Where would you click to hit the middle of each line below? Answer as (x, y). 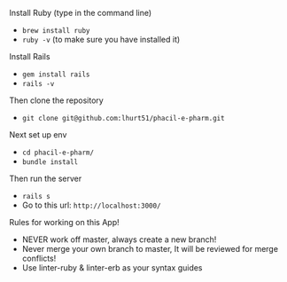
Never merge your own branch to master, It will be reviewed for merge (150, 249)
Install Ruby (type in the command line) (81, 13)
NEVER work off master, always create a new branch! (119, 239)
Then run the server (46, 178)
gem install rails (56, 74)
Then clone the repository (56, 100)
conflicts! (39, 258)
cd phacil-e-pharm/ (58, 153)
